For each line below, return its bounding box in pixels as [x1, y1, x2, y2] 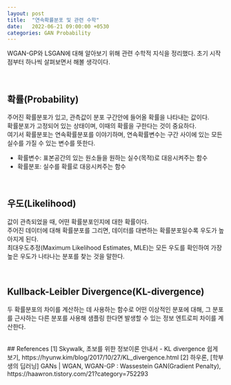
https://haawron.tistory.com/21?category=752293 [7, 369, 148, 377]
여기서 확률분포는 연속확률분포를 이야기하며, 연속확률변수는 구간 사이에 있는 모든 [7, 131, 223, 139]
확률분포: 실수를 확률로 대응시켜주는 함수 [17, 162, 126, 171]
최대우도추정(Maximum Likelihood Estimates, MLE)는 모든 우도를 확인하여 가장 [7, 243, 223, 252]
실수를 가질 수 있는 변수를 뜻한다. [7, 139, 96, 147]
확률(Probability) [7, 93, 79, 105]
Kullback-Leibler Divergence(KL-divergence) [7, 286, 205, 298]
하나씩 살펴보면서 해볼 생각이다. [25, 58, 110, 66]
